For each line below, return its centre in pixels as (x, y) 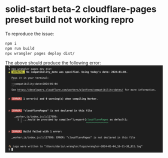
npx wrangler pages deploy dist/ (40, 53)
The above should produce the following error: (53, 62)
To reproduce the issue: (30, 33)
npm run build (20, 48)
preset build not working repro (69, 20)
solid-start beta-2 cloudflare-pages (81, 9)
